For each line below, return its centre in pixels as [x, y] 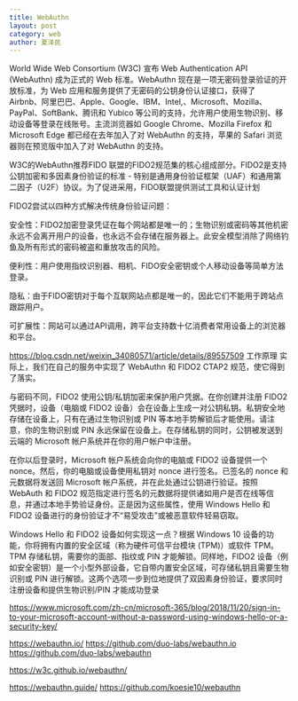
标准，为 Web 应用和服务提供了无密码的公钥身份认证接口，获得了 [136, 91]
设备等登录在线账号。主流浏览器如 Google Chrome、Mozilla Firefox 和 [144, 124]
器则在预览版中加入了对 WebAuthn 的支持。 [89, 146]
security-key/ [33, 626]
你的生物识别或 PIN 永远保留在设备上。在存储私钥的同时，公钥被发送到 [154, 430]
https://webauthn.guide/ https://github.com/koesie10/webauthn [125, 688]
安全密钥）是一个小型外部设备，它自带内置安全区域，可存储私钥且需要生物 [153, 568]
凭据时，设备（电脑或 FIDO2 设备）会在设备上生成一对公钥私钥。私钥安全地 [147, 408]
